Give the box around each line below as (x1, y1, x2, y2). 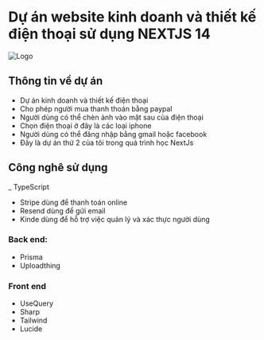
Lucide (19, 324, 43, 334)
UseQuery (19, 299, 54, 308)
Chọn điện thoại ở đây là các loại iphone (19, 120, 152, 131)
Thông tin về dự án (8, 74, 103, 88)
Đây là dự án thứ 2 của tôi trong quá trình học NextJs (19, 138, 194, 147)
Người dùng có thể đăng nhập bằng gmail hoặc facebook (19, 129, 208, 139)
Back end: (8, 234, 49, 245)
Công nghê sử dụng (8, 161, 108, 174)
